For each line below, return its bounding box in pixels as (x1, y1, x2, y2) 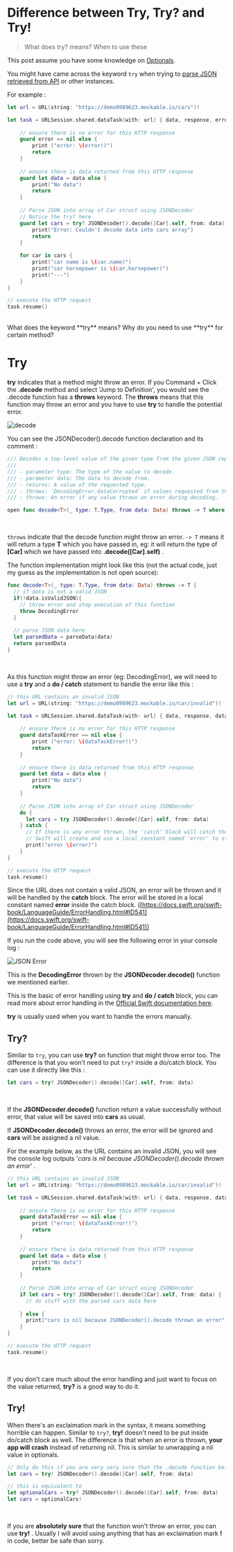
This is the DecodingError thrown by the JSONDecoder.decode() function (7, 971, 221, 979)
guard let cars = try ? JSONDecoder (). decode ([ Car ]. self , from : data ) (19, 220, 225, 227)
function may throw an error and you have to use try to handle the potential (7, 400, 223, 409)
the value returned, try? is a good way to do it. (7, 1382, 140, 1391)
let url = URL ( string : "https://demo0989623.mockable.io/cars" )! (7, 104, 200, 111)
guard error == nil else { (19, 136, 98, 143)
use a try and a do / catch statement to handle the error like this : (7, 680, 194, 688)
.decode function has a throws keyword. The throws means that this (7, 393, 204, 401)
